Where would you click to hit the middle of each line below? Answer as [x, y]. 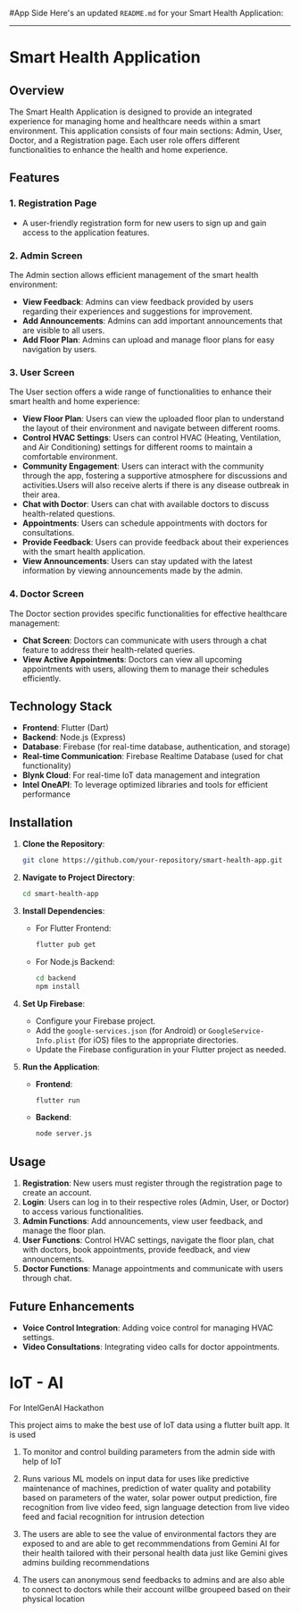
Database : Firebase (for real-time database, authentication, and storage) [156, 747]
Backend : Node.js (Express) [74, 738]
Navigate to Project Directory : [79, 878]
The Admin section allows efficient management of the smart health [134, 274]
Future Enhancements [72, 1306]
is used [23, 1434]
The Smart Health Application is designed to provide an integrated [131, 112]
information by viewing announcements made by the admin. [132, 570]
